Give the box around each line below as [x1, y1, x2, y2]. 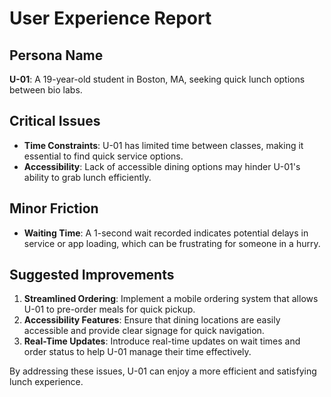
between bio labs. [9, 84, 83, 96]
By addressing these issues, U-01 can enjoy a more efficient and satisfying [9, 365, 317, 377]
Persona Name [9, 47, 104, 64]
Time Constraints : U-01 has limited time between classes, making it [23, 139, 304, 151]
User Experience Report [9, 7, 212, 30]
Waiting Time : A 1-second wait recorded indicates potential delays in [23, 227, 309, 239]
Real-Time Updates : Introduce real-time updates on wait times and [23, 335, 301, 347]
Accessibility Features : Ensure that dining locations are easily [23, 314, 281, 326]
